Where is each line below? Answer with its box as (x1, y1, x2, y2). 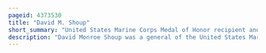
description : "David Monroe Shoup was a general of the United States (8, 33, 246, 41)
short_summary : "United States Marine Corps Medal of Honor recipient (8, 26, 246, 34)
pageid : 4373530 (8, 11, 62, 19)
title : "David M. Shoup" (8, 19, 90, 26)
